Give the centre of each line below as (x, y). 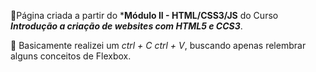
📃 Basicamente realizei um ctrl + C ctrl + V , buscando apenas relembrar (158, 45)
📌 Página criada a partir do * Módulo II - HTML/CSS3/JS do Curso (144, 15)
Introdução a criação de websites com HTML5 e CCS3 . (126, 26)
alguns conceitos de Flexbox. (71, 56)
